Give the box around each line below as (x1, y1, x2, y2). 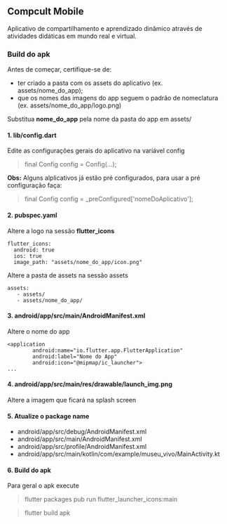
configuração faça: (7, 181, 62, 190)
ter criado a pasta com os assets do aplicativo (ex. (17, 79, 163, 87)
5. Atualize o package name (7, 412, 90, 420)
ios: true (13, 252, 42, 259)
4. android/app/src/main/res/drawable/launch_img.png (7, 380, 173, 388)
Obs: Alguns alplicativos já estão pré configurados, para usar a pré (7, 173, 201, 182)
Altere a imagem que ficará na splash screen (7, 395, 137, 404)
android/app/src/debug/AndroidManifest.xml (17, 428, 147, 436)
